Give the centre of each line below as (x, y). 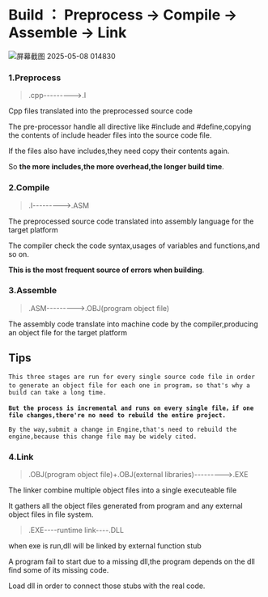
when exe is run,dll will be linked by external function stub (105, 545)
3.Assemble (33, 291)
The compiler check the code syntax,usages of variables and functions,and (134, 245)
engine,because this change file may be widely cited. (103, 437)
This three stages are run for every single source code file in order (132, 377)
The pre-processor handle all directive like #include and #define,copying (130, 127)
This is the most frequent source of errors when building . (106, 270)
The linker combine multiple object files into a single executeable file (123, 490)
